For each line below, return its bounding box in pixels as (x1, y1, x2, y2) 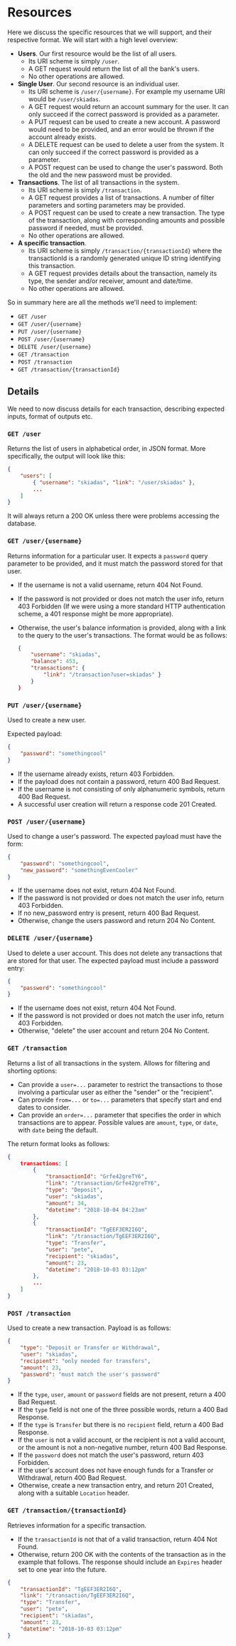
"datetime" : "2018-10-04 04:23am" (45, 1206, 148, 1213)
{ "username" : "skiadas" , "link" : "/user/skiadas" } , (33, 479, 195, 486)
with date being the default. (17, 1125, 98, 1134)
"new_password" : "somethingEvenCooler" (20, 867, 139, 874)
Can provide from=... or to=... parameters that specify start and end (17, 1095, 222, 1104)
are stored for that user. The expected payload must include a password (7, 956, 219, 965)
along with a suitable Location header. (17, 1488, 130, 1498)
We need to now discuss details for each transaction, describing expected (7, 404, 225, 413)
